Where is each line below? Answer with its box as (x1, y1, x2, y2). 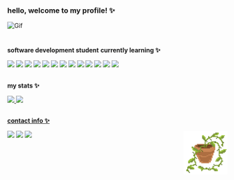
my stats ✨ (7, 81, 40, 90)
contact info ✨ (7, 116, 50, 125)
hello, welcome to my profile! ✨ (7, 6, 115, 15)
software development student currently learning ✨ (7, 46, 161, 55)
